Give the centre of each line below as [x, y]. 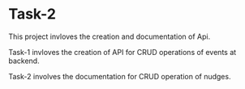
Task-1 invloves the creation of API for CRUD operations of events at [122, 52]
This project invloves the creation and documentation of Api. [110, 36]
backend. [24, 61]
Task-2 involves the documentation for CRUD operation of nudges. [120, 76]
